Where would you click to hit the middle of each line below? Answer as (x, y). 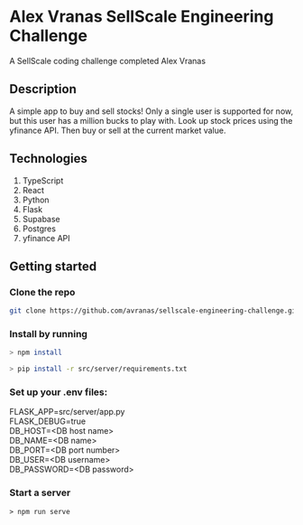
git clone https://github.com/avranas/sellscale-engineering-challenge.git (155, 311)
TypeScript (43, 180)
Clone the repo (42, 292)
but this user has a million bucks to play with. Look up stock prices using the (151, 120)
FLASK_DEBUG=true (48, 421)
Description (43, 89)
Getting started (53, 266)
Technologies (49, 159)
